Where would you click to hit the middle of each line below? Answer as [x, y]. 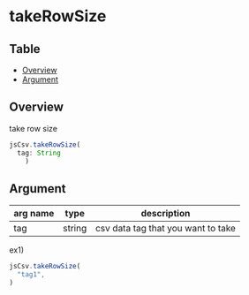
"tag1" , [31, 275]
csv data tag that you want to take [166, 229]
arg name [34, 214]
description [166, 214]
